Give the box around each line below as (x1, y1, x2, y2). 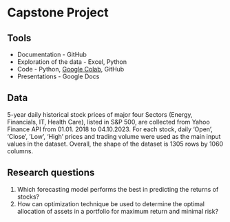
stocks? (17, 192, 40, 201)
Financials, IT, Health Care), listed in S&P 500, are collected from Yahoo (7, 118, 210, 126)
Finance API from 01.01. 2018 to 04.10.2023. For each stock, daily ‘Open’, (7, 125, 213, 133)
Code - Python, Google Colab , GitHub (17, 65, 125, 73)
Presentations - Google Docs (17, 72, 100, 80)
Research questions (7, 167, 95, 179)
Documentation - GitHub (17, 50, 87, 58)
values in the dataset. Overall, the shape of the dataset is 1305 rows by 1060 (7, 140, 224, 148)
